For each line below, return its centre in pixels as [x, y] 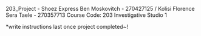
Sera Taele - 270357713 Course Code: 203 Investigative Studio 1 [87, 15]
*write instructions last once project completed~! [67, 27]
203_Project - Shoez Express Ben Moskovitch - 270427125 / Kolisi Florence [100, 9]
